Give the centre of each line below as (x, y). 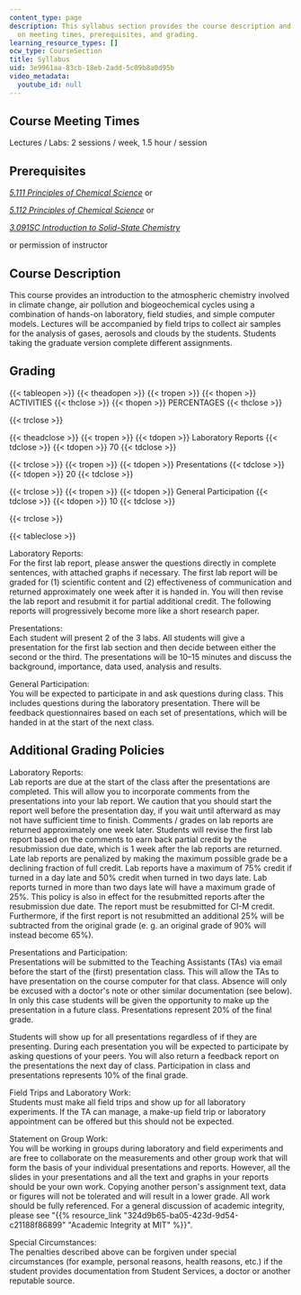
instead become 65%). (52, 935)
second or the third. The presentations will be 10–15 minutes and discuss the (150, 657)
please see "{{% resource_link (66, 1215)
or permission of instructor (59, 245)
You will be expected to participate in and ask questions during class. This (146, 693)
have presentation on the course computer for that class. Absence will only (148, 981)
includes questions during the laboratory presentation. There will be (135, 702)
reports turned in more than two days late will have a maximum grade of (142, 887)
